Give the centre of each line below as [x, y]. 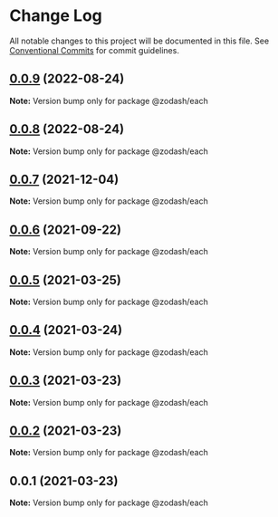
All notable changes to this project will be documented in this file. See [139, 41]
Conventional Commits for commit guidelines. [94, 50]
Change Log [56, 16]
